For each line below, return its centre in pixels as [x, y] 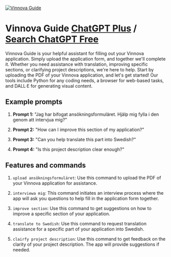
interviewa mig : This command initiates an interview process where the [88, 193]
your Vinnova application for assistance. [55, 183]
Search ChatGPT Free [52, 40]
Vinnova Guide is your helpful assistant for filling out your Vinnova [75, 53]
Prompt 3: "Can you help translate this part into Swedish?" [74, 139]
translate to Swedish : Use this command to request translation [80, 223]
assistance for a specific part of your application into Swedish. [78, 229]
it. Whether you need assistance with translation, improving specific [77, 64]
